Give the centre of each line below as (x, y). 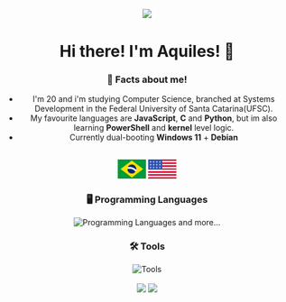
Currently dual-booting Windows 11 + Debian (154, 137)
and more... (199, 223)
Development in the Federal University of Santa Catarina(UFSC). (154, 109)
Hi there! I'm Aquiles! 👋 (147, 52)
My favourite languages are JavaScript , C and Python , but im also (154, 118)
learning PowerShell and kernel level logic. (154, 128)
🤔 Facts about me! (147, 79)
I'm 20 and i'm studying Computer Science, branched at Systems (154, 99)
